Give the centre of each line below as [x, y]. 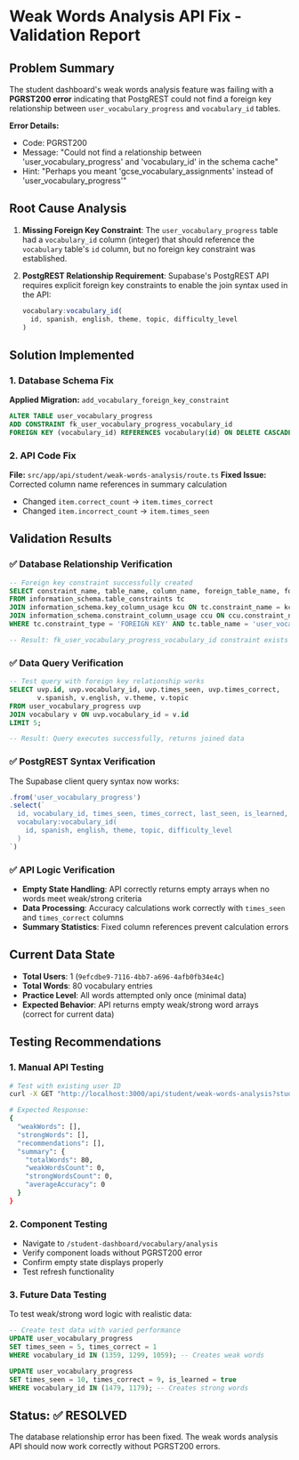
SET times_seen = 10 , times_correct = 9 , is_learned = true [123, 1379]
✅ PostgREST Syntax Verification [82, 762]
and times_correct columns [73, 917]
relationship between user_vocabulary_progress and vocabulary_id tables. [145, 108]
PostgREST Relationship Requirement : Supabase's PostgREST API [145, 275]
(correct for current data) [68, 1014]
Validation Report [75, 35]
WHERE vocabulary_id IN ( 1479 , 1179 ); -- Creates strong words [129, 1388]
